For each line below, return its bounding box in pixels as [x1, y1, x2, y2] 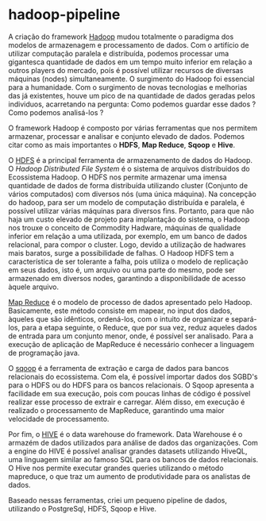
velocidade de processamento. [8, 414, 110, 423]
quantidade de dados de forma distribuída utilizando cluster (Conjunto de [8, 180, 249, 190]
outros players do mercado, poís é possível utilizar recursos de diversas [8, 65, 244, 75]
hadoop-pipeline [8, 6, 121, 24]
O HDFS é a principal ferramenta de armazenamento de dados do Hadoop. [8, 155, 253, 164]
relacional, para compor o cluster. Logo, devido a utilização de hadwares [8, 240, 246, 249]
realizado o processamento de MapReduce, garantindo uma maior [8, 405, 225, 415]
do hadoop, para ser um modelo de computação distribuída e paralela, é [8, 197, 245, 207]
